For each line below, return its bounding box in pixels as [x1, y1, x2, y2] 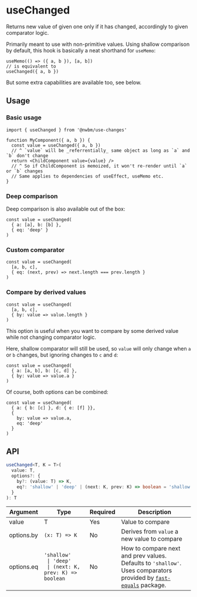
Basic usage [6, 114, 42, 122]
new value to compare [121, 535, 183, 543]
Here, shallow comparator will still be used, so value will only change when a [6, 345, 192, 352]
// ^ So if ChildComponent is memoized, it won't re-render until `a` [11, 163, 188, 169]
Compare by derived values [6, 288, 86, 296]
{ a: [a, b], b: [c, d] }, [11, 368, 77, 373]
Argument [9, 508, 38, 516]
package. [140, 581, 167, 589]
